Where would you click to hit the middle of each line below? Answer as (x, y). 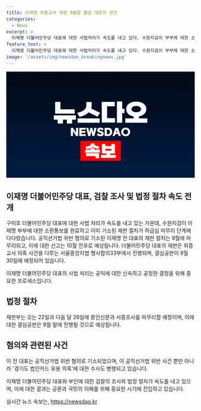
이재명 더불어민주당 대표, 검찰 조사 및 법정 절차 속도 (95, 196)
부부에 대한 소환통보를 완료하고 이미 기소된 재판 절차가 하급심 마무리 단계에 (104, 230)
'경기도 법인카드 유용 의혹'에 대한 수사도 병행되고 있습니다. (80, 368)
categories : (21, 19)
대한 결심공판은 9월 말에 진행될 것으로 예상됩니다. (64, 325)
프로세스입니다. (35, 281)
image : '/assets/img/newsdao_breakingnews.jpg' (67, 57)
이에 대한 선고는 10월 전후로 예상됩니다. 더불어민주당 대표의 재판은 (105, 245)
